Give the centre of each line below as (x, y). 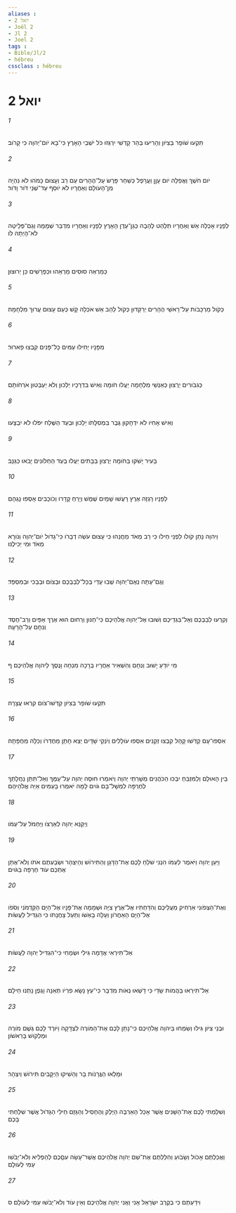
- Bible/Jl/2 (27, 53)
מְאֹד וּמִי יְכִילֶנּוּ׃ (26, 544)
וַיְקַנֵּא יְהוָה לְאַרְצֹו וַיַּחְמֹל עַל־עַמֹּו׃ (48, 824)
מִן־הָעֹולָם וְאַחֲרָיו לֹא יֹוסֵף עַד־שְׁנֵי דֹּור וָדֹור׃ (61, 188)
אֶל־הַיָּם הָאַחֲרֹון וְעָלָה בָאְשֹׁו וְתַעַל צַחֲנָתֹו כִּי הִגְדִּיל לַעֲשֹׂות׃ (79, 914)
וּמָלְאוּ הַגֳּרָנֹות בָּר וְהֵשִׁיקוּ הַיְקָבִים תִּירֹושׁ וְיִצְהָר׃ (65, 1074)
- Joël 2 (21, 27)
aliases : (22, 14)
